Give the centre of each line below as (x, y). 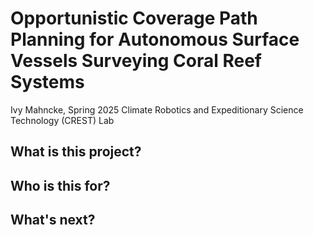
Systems (47, 82)
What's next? (53, 220)
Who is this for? (60, 185)
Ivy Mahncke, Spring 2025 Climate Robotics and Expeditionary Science (157, 109)
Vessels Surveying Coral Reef (136, 61)
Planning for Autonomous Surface (155, 39)
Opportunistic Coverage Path (134, 18)
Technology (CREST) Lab (62, 120)
